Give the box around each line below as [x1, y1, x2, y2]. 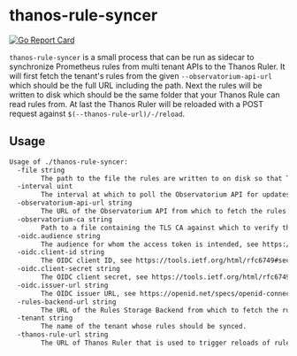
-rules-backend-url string [17, 298, 117, 306]
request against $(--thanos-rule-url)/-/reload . [9, 108, 186, 119]
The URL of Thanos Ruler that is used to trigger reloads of [41, 338, 271, 347]
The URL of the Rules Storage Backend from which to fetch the [41, 306, 278, 314]
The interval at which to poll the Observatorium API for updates [41, 190, 291, 199]
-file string [17, 166, 65, 174]
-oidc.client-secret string [17, 265, 121, 274]
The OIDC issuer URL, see [41, 289, 137, 298]
